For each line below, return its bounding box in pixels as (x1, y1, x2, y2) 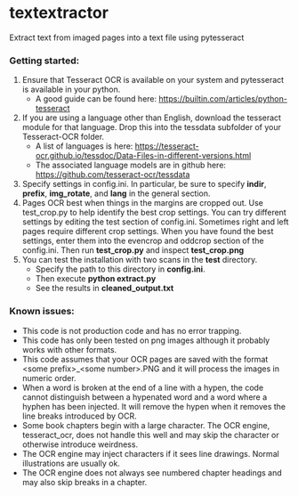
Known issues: (9, 305, 76, 318)
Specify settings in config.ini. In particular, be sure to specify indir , (21, 179, 267, 190)
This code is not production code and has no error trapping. (21, 325, 242, 336)
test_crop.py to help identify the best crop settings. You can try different (21, 207, 286, 218)
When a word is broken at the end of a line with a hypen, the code (21, 382, 264, 393)
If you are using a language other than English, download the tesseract (21, 112, 282, 123)
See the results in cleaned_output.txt (35, 283, 174, 294)
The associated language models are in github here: (35, 159, 227, 171)
